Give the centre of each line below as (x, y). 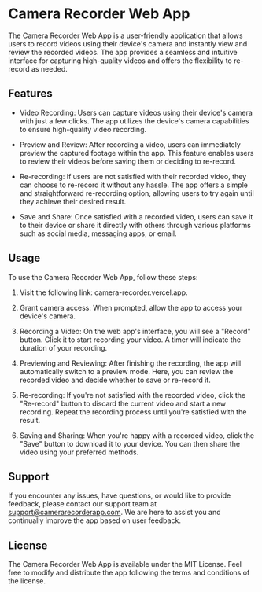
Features (30, 94)
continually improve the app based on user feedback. (94, 520)
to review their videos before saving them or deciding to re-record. (127, 161)
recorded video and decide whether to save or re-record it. (115, 380)
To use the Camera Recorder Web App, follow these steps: (103, 277)
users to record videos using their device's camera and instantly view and (128, 43)
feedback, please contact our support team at (83, 504)
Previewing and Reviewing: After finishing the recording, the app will (130, 363)
